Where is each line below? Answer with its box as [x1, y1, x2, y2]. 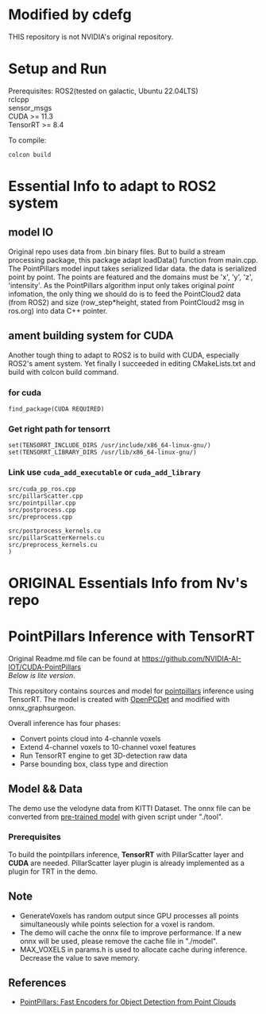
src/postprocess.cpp [8, 505, 77, 514]
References [8, 977, 67, 990]
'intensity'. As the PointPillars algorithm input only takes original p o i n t [8, 280, 234, 290]
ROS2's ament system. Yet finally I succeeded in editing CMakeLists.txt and [8, 358, 256, 368]
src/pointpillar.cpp [8, 499, 77, 507]
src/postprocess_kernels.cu [8, 527, 102, 535]
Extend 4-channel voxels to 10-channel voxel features [19, 742, 196, 751]
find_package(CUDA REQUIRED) [8, 404, 105, 413]
